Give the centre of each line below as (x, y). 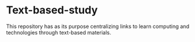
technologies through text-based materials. (58, 32)
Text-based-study (52, 10)
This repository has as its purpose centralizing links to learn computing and (98, 26)
